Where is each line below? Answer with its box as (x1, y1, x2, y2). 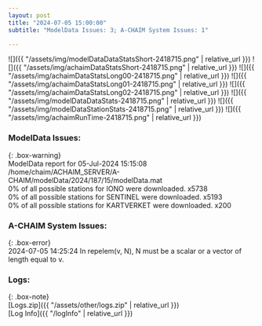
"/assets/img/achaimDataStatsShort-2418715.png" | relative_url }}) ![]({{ (23, 63, 255, 72)
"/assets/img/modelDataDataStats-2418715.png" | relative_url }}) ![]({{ (8, 96, 234, 106)
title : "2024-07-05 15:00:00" (8, 19, 107, 27)
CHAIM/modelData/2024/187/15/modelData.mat (8, 175, 163, 185)
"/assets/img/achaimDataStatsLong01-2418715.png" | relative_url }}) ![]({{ (8, 79, 246, 89)
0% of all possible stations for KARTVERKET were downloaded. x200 (8, 200, 231, 210)
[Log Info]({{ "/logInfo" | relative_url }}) (8, 309, 133, 318)
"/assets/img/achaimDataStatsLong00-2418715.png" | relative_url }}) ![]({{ (8, 71, 247, 81)
